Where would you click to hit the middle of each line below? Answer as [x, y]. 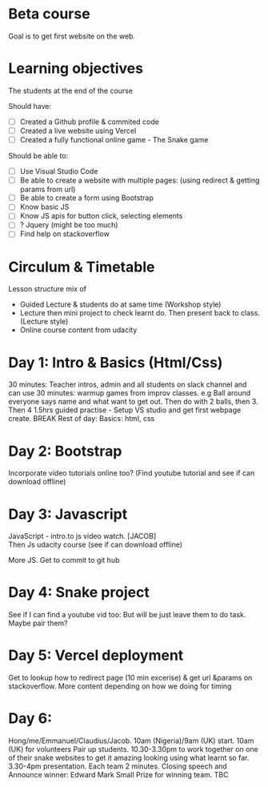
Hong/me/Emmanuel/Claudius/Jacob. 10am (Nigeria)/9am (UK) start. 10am [131, 741]
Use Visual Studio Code [59, 171]
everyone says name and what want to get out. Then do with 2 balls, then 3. [133, 402]
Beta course [49, 14]
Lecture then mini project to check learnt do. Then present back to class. [140, 313]
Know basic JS [44, 207]
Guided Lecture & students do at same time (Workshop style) [120, 304]
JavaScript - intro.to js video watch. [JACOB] [82, 536]
